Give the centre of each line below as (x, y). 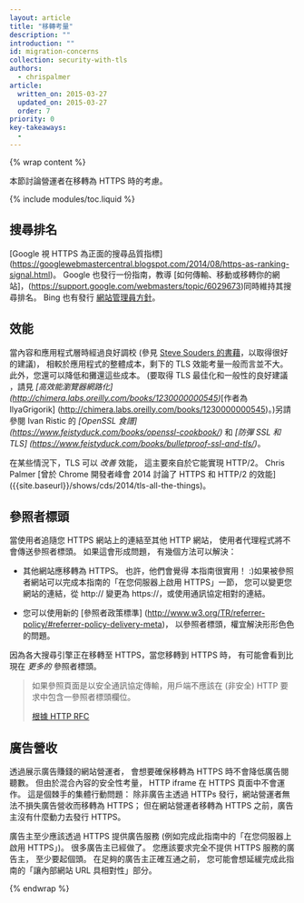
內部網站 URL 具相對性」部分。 (98, 870)
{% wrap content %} (48, 162)
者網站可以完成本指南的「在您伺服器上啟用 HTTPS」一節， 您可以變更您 (157, 582)
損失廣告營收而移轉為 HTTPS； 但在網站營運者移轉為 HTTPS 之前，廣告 (159, 806)
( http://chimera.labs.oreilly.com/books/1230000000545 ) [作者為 (128, 397)
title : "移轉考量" (42, 26)
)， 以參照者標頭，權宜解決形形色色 (228, 625)
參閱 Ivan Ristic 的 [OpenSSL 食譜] (74, 420)
